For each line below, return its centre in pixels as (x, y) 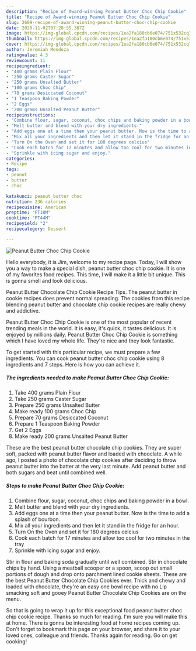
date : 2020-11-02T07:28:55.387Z (45, 28)
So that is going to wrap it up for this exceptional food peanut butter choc (94, 610)
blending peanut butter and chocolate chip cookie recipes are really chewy (96, 304)
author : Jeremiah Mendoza (37, 50)
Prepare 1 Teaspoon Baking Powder (57, 424)
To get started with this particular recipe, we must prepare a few (83, 352)
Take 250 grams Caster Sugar (50, 399)
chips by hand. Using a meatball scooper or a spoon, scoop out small (89, 568)
